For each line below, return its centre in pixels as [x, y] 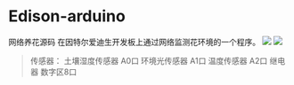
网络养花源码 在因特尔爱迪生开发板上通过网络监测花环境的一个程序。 [134, 42]
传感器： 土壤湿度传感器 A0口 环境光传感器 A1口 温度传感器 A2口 [149, 60]
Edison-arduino [67, 16]
